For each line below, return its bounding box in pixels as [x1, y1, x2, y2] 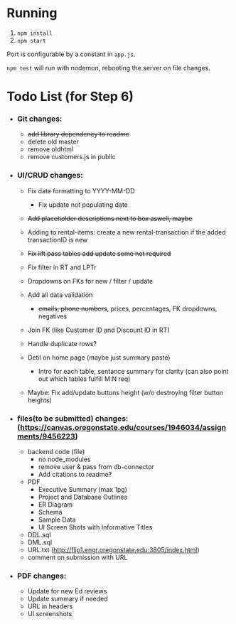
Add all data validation [27, 290, 93, 299]
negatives [38, 311, 68, 321]
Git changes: [16, 114, 63, 124]
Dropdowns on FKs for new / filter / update [27, 276, 154, 285]
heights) [27, 396, 53, 404]
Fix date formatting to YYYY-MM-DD [27, 186, 135, 195]
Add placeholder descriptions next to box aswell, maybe [27, 214, 193, 222]
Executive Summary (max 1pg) [38, 485, 127, 494]
